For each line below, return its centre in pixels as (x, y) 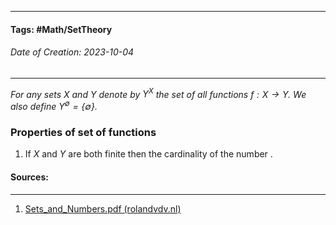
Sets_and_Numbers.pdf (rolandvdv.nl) (103, 208)
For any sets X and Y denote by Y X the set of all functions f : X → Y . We (158, 93)
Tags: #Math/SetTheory (61, 29)
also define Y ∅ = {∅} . (54, 106)
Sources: (29, 177)
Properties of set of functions (83, 133)
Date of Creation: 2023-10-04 (72, 52)
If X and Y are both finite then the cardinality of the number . (148, 154)
